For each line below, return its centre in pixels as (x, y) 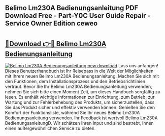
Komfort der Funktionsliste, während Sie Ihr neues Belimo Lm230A (73, 113)
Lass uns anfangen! (138, 66)
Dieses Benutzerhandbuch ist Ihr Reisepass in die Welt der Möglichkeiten (79, 71)
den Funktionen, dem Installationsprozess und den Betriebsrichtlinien (75, 81)
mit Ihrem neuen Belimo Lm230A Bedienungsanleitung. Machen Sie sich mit (82, 76)
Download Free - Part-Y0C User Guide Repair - (78, 16)
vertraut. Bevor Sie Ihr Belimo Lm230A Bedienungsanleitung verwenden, (79, 86)
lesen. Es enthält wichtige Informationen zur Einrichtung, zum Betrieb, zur (80, 97)
